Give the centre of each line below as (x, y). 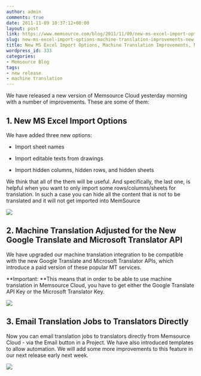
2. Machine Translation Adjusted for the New (91, 231)
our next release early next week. (47, 355)
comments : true (25, 17)
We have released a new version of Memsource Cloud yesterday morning (97, 96)
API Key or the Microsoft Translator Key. (55, 292)
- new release (24, 73)
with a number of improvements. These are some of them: (78, 102)
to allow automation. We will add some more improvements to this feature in (100, 348)
